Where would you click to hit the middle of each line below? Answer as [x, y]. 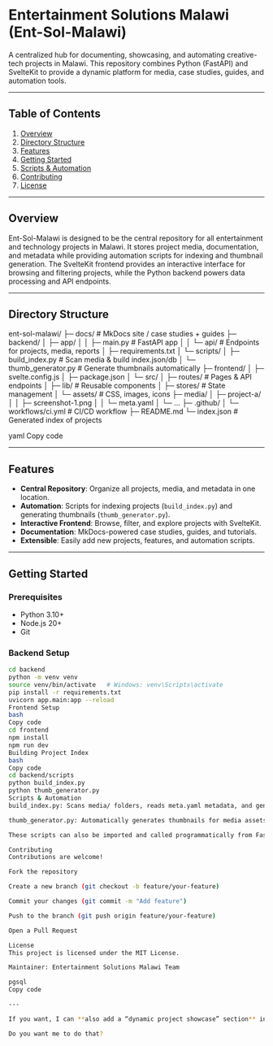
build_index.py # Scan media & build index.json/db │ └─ [102, 360]
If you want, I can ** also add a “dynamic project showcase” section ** [132, 1019]
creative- [242, 54]
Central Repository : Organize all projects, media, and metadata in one [138, 488]
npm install [28, 738]
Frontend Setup [34, 707]
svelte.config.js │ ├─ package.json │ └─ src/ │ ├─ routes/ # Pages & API [130, 377]
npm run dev [28, 745]
